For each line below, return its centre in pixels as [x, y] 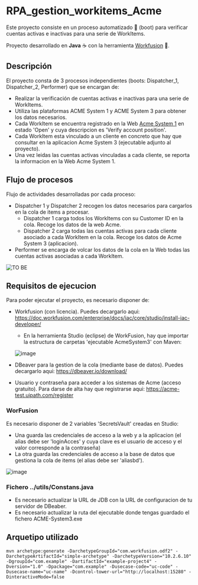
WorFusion [22, 411]
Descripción [29, 66]
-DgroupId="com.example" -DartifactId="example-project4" [79, 561]
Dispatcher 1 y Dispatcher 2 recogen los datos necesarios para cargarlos [103, 205]
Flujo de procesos [40, 180]
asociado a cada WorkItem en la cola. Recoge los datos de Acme [103, 237]
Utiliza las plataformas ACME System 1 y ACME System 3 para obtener [100, 111]
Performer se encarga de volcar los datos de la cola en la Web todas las [102, 249]
